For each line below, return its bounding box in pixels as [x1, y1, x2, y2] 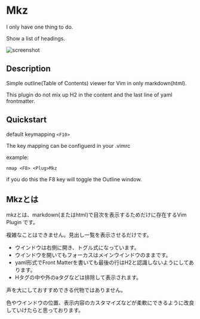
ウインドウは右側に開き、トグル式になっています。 [14, 244, 140, 251]
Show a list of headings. [6, 35, 66, 42]
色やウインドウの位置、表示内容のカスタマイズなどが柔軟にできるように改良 [6, 299, 195, 306]
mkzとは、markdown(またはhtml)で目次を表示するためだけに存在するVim [6, 211, 187, 218]
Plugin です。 [6, 219, 39, 226]
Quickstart [6, 114, 47, 125]
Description [6, 64, 51, 74]
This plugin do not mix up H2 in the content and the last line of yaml [6, 91, 173, 98]
